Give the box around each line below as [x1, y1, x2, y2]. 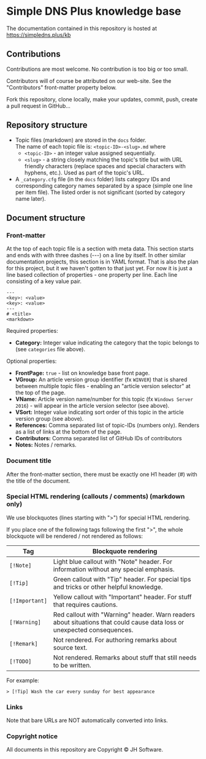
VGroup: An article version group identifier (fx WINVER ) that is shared [15, 376, 188, 383]
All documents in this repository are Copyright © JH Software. [6, 746, 164, 753]
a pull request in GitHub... [6, 102, 71, 109]
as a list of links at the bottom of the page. [15, 428, 122, 435]
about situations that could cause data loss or [53, 618, 185, 626]
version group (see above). [15, 415, 84, 422]
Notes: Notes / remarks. [15, 441, 77, 449]
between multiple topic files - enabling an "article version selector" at [15, 383, 191, 390]
